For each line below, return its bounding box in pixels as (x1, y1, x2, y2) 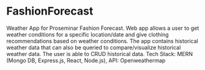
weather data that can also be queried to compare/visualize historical (6, 44, 181, 51)
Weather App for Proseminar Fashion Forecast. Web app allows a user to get (6, 24, 199, 32)
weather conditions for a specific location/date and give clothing (6, 30, 170, 38)
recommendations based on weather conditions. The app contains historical (6, 37, 199, 44)
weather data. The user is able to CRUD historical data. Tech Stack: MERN (6, 50, 193, 57)
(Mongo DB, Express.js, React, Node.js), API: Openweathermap (6, 57, 166, 64)
